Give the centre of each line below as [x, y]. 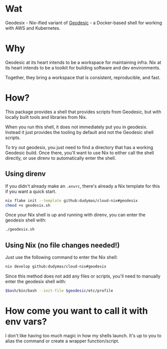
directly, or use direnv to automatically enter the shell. [61, 158]
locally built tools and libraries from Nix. [46, 117]
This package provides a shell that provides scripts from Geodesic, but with [83, 112]
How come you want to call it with [76, 311]
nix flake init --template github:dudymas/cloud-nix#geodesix [71, 200]
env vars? [26, 322]
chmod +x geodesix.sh [28, 205]
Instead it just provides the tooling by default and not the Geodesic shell [79, 132]
